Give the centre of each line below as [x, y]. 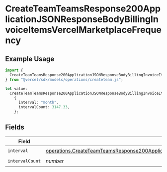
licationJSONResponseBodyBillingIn [82, 19]
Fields [15, 127]
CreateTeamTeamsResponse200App [83, 9]
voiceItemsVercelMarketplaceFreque [83, 30]
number [55, 161]
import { [14, 70]
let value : [16, 88]
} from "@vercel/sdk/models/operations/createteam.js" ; [64, 80]
